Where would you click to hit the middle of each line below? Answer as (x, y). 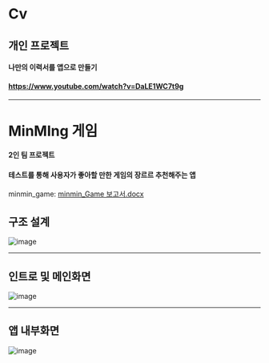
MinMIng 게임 (53, 131)
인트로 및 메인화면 (50, 276)
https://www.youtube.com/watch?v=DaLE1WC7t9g (96, 86)
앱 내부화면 (34, 331)
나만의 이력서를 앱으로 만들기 (53, 67)
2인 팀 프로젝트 (32, 155)
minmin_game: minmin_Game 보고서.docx (76, 194)
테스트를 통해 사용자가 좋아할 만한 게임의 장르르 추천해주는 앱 (102, 175)
